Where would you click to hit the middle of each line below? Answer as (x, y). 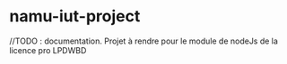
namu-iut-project (75, 16)
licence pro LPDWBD (48, 50)
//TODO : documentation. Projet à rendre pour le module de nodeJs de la (143, 41)
